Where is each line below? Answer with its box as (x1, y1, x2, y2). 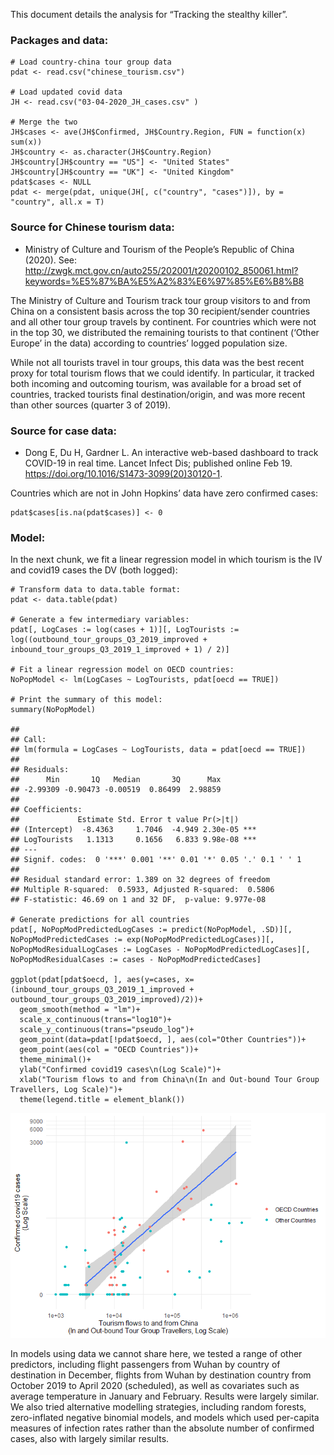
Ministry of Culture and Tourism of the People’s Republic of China (24, 243, 295, 255)
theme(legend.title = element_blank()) (19, 1095, 186, 1105)
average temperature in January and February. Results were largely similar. (10, 1390, 320, 1403)
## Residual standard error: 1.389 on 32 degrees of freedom (10, 875, 271, 885)
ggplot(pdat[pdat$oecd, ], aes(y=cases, (10, 975, 182, 985)
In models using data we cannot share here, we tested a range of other (10, 1348, 303, 1360)
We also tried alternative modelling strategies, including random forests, (10, 1401, 307, 1413)
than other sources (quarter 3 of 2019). (10, 399, 172, 411)
